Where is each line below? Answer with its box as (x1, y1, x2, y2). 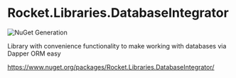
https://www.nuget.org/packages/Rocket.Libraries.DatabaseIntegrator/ (7, 63, 215, 71)
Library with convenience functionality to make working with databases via (7, 41, 227, 50)
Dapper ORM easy (7, 49, 62, 58)
